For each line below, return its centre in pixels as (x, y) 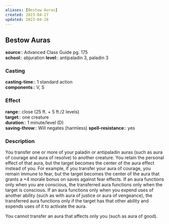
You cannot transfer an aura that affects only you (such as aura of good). (81, 216)
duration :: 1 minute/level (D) (35, 122)
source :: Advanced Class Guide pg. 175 (46, 52)
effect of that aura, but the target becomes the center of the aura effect (80, 163)
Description (20, 141)
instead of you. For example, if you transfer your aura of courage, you (78, 169)
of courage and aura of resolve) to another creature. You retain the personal (84, 158)
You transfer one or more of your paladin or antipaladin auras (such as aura (84, 152)
